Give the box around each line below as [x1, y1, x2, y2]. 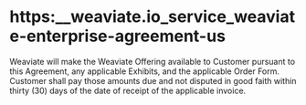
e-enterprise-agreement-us [9, 26, 227, 47]
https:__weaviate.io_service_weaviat [9, 6, 295, 27]
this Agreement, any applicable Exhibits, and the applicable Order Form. [9, 66, 280, 77]
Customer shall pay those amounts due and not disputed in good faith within [9, 75, 297, 86]
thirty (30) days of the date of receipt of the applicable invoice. [9, 85, 247, 96]
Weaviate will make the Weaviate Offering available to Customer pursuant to [9, 56, 295, 67]
